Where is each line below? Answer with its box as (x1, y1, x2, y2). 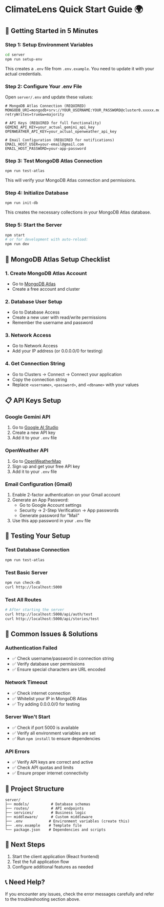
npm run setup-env (5, 57, 42, 61)
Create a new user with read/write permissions (12, 315, 106, 320)
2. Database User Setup (5, 298, 62, 305)
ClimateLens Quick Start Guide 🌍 (5, 4, 143, 15)
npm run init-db (5, 200, 38, 205)
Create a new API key (12, 430, 56, 435)
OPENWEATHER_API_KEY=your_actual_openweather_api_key (5, 129, 117, 134)
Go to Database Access (12, 309, 60, 315)
